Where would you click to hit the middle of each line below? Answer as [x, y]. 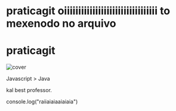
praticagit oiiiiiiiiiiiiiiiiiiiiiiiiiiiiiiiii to [88, 11]
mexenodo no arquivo [61, 23]
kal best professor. [29, 90]
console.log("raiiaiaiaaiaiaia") [42, 102]
